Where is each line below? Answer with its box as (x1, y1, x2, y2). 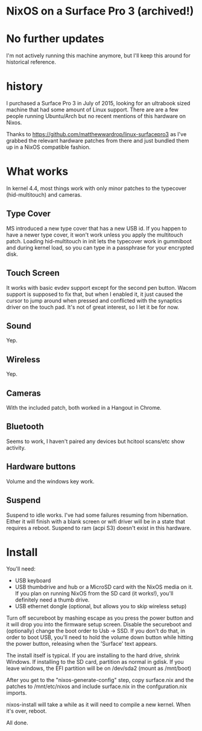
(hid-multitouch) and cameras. (6, 191, 82, 198)
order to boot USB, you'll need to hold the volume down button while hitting (6, 634, 194, 641)
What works (6, 165, 68, 179)
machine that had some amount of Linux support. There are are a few (6, 106, 179, 113)
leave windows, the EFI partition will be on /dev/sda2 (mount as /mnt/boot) (6, 664, 192, 672)
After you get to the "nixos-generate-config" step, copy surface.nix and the (6, 677, 194, 684)
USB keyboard (14, 577, 51, 585)
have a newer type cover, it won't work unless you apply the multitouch (6, 231, 183, 238)
